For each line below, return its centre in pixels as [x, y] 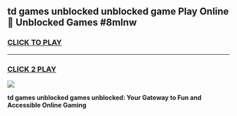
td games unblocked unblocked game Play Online [118, 12]
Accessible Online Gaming [47, 105]
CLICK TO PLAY [35, 43]
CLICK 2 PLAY [32, 69]
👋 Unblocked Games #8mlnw [72, 23]
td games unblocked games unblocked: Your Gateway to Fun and [104, 97]
